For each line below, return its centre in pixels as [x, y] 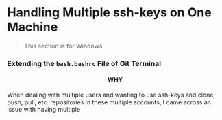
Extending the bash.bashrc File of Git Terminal [84, 63]
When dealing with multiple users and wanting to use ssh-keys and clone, [111, 95]
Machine [33, 27]
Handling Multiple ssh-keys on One [109, 13]
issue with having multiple [44, 110]
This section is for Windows [63, 46]
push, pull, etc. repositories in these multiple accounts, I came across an [109, 102]
